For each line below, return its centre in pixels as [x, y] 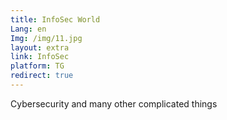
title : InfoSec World [55, 19]
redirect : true [42, 76]
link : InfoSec [40, 57]
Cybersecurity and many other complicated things [114, 103]
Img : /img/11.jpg [46, 38]
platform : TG [37, 66]
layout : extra [40, 47]
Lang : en [28, 29]
